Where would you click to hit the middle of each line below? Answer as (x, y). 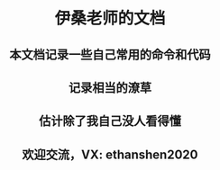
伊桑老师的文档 (110, 18)
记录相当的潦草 (110, 88)
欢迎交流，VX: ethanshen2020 (110, 154)
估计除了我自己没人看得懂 (110, 121)
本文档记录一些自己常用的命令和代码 (110, 54)
